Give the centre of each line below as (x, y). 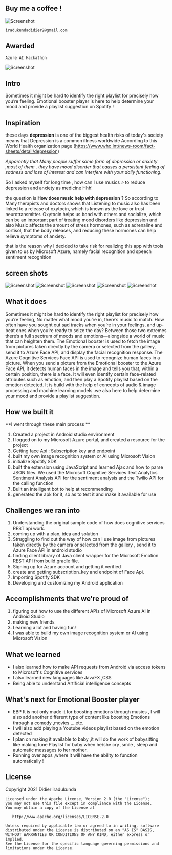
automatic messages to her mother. (50, 750)
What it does (26, 302)
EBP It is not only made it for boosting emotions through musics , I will (86, 712)
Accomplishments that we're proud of (67, 599)
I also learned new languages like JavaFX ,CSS (62, 678)
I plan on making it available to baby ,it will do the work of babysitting (85, 739)
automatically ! (28, 761)
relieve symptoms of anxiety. (36, 236)
